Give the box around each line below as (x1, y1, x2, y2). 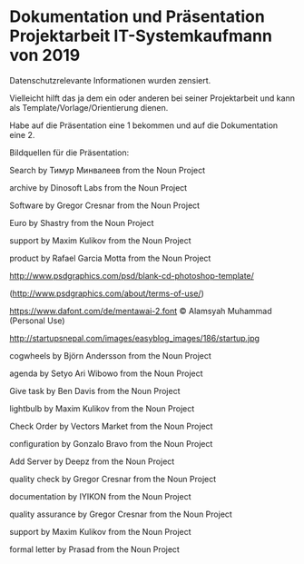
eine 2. (9, 129, 35, 140)
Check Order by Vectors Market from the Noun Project (9, 421, 213, 431)
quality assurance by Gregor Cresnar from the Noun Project (9, 509, 233, 519)
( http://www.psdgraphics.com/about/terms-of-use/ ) (9, 288, 204, 299)
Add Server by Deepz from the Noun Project (9, 456, 175, 467)
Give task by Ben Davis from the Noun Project (9, 385, 181, 396)
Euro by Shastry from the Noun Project (9, 217, 154, 228)
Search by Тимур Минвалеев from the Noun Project (9, 164, 206, 175)
